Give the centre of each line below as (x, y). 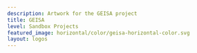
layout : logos (28, 39)
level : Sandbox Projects (43, 26)
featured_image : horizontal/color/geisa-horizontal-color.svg (98, 33)
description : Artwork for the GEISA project (72, 13)
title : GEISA (26, 20)
